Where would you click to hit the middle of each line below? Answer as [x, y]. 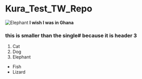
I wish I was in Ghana [51, 22]
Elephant [21, 57]
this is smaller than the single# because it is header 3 [71, 35]
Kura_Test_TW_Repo [49, 9]
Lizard [19, 72]
